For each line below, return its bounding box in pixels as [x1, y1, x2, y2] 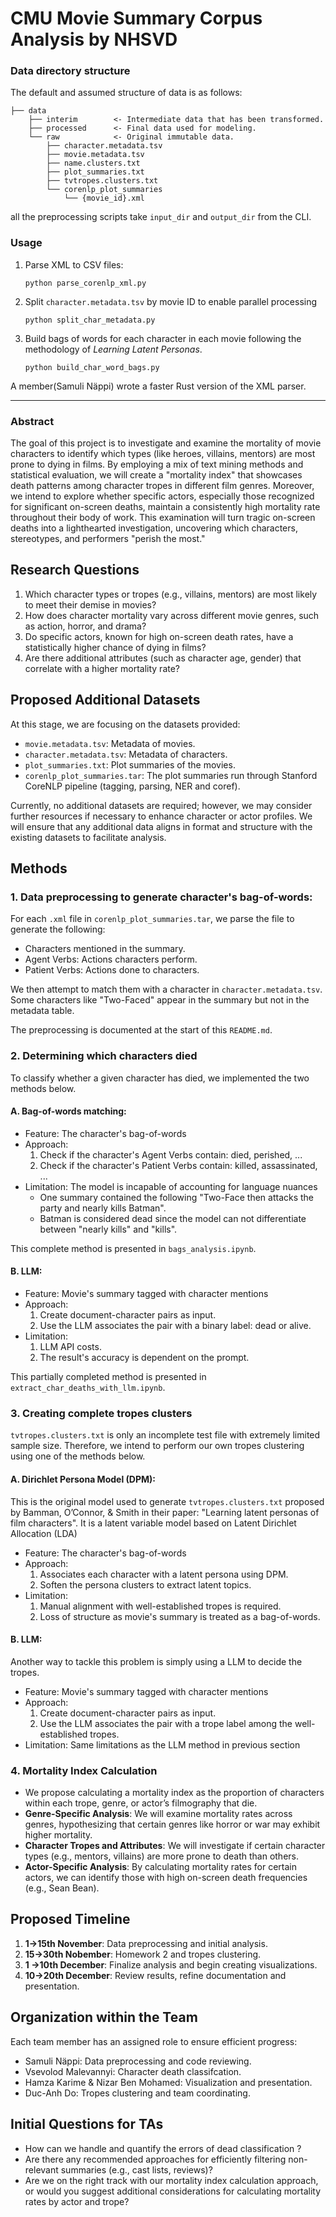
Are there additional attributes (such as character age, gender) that [24, 652, 302, 664]
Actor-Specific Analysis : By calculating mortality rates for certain [24, 1861, 297, 1873]
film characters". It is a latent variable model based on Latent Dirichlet [10, 1517, 297, 1529]
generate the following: [10, 923, 106, 936]
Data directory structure [10, 64, 131, 78]
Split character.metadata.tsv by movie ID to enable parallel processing [24, 295, 318, 307]
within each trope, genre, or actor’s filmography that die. [24, 1797, 258, 1809]
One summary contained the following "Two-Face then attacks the [39, 1191, 315, 1203]
